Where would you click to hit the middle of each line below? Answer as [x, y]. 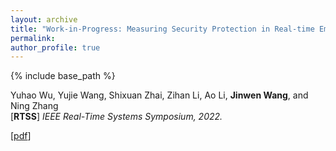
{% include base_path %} [63, 76]
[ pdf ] [21, 136]
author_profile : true [55, 47]
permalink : [33, 38]
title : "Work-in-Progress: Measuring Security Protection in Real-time [162, 29]
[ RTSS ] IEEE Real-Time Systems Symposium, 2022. [116, 117]
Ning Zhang [34, 106]
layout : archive [44, 19]
